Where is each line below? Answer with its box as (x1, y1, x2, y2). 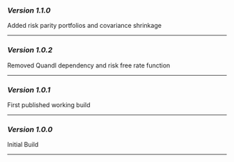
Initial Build (7, 140, 39, 149)
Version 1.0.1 (7, 85, 51, 95)
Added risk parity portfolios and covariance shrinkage (7, 22, 162, 30)
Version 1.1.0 (7, 6, 51, 15)
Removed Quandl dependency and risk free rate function (7, 61, 171, 70)
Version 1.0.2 (7, 45, 53, 55)
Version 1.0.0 (7, 124, 53, 134)
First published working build (7, 100, 91, 109)
